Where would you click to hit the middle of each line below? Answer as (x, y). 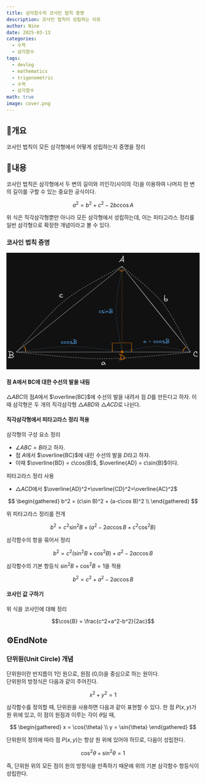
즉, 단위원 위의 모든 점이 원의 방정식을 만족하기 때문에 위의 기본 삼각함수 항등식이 (103, 766)
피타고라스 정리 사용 (30, 476)
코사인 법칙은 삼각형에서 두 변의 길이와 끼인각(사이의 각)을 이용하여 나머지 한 (97, 183)
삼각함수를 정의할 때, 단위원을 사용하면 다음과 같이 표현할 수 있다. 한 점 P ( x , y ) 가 (101, 707)
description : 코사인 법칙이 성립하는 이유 (54, 19)
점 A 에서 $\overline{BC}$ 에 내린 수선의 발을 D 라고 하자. (83, 455)
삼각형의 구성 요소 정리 (33, 434)
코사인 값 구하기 (25, 594)
